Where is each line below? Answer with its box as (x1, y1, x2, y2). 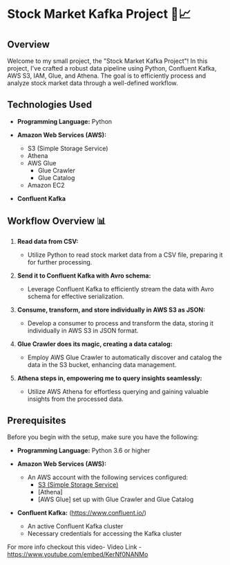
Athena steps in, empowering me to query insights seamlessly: (17, 374, 202, 382)
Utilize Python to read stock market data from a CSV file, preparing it (27, 251, 223, 259)
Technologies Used (7, 99, 92, 111)
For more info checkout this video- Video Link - (7, 543, 142, 551)
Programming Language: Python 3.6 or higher (17, 447, 151, 455)
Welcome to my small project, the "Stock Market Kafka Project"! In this (7, 57, 208, 65)
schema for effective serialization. (27, 292, 124, 301)
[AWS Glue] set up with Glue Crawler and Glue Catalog (37, 495, 194, 503)
